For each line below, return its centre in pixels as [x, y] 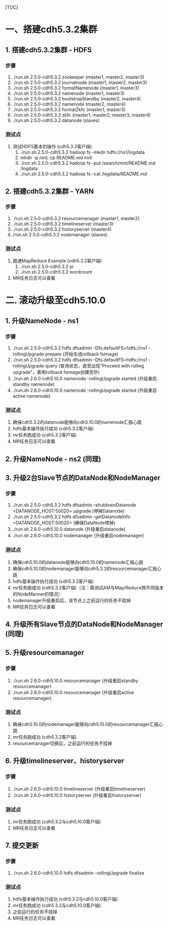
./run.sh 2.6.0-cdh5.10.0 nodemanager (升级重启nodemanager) [78, 536]
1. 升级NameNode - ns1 [42, 321]
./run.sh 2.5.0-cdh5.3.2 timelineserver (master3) [63, 224]
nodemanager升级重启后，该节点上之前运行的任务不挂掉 [72, 600]
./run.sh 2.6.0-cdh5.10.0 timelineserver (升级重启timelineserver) [79, 788]
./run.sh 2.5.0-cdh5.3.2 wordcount [56, 272]
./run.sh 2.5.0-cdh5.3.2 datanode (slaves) [56, 120]
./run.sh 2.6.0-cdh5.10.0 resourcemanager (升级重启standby [75, 680]
